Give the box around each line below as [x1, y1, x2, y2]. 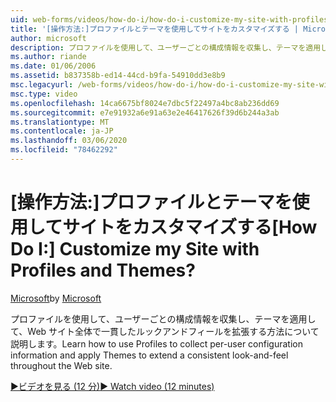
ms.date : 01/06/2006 [10, 61, 97, 71]
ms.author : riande [10, 52, 87, 62]
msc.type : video [10, 89, 78, 99]
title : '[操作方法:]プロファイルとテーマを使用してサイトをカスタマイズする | [10, 24, 299, 34]
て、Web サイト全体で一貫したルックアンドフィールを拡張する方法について [10, 325, 320, 337]
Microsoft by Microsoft [10, 292, 102, 304]
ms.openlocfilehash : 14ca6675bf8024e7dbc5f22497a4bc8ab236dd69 [10, 98, 280, 108]
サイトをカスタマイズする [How [62, 216, 318, 239]
